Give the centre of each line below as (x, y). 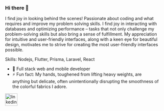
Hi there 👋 (17, 8)
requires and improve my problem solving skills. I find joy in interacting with (81, 24)
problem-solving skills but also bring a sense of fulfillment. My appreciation (81, 34)
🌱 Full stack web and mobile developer (51, 69)
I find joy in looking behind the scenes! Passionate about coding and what (80, 19)
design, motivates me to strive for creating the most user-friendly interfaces (82, 45)
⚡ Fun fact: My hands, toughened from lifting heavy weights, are (77, 74)
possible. (14, 50)
